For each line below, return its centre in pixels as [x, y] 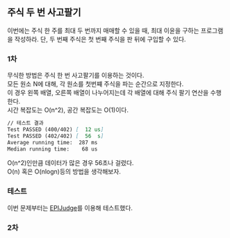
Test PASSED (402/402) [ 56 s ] [56, 136]
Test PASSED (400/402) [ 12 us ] [56, 129]
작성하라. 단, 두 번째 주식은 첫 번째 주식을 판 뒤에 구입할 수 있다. [100, 39]
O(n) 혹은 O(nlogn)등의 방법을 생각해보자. [64, 171]
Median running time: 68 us [52, 149]
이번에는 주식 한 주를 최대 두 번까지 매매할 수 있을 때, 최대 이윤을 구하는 [103, 31]
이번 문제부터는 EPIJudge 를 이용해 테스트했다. [70, 207]
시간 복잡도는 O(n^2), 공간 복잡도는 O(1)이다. [68, 110]
